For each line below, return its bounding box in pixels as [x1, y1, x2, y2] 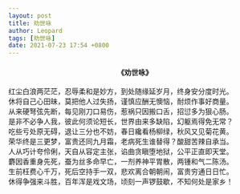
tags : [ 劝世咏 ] [8, 34, 56, 42]
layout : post [8, 11, 52, 20]
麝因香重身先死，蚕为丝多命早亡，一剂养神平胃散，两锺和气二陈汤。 [8, 157, 234, 167]
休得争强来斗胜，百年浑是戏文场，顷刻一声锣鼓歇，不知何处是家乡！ [8, 177, 234, 187]
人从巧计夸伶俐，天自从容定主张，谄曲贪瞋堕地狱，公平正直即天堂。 [8, 147, 234, 156]
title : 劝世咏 [8, 19, 52, 27]
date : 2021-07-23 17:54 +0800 [8, 42, 110, 50]
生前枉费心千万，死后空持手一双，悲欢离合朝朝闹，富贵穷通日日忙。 [8, 167, 234, 176]
